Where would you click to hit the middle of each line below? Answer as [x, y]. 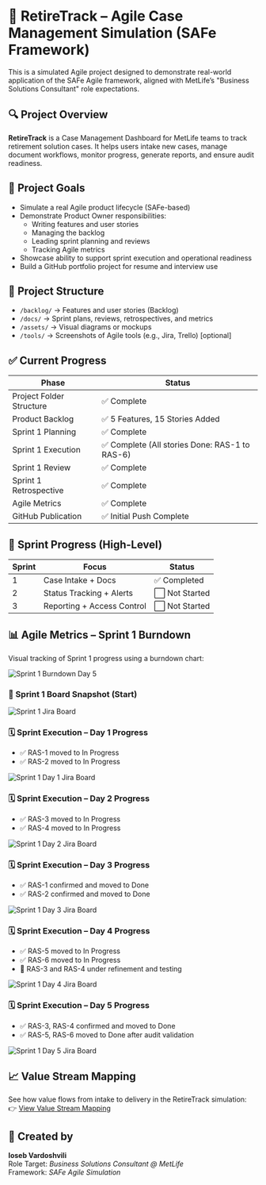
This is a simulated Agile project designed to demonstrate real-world [120, 71]
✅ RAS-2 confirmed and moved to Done [85, 894]
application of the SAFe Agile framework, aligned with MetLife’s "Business [129, 80]
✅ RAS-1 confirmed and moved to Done [84, 885]
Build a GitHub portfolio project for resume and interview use [119, 266]
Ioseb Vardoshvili [38, 1156]
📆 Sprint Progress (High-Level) [85, 544]
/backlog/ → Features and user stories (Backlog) [99, 310]
